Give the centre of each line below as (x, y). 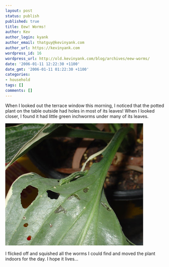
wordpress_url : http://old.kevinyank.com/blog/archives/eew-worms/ (78, 59)
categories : (18, 75)
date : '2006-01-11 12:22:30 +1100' (43, 64)
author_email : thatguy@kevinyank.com (45, 43)
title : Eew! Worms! (26, 27)
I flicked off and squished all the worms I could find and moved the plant (80, 253)
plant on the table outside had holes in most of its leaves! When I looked (80, 111)
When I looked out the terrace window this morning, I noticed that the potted (85, 105)
